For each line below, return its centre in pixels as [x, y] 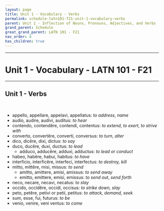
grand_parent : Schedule [29, 28]
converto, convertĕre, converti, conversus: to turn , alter [68, 136]
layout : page [18, 10]
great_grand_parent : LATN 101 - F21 [42, 32]
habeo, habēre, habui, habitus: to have [51, 156]
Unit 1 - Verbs [26, 94]
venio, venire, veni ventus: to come [47, 203]
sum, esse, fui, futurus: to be [41, 198]
